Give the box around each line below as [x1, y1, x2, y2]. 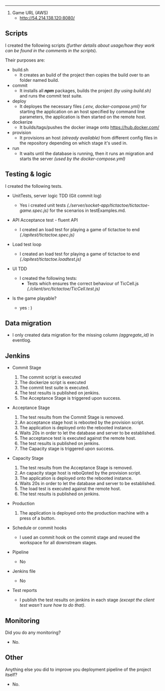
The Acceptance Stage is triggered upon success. [19, 395, 121, 401]
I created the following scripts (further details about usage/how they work [5, 42, 155, 48]
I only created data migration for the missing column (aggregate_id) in [12, 332, 154, 338]
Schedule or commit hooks [12, 525, 67, 531]
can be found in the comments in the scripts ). [5, 47, 97, 53]
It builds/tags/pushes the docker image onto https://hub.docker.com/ [19, 124, 160, 130]
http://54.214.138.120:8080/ [19, 15, 75, 21]
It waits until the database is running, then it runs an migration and [19, 150, 154, 156]
